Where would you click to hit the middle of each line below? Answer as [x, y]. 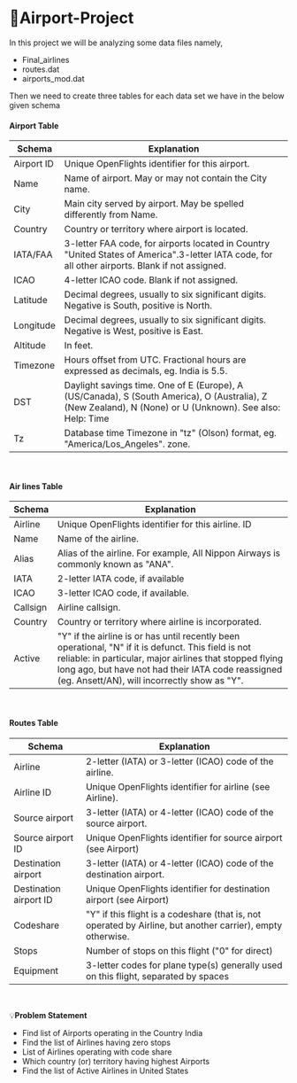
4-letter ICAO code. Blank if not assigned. [151, 280]
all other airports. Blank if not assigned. [145, 266]
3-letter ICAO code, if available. [123, 593]
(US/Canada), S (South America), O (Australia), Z [166, 396]
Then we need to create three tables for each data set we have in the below [147, 96]
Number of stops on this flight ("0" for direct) [179, 950]
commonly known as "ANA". [115, 565]
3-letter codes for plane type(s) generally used [184, 965]
